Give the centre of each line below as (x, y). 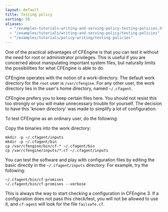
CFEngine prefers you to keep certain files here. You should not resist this (81, 98)
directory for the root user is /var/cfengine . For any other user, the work (80, 83)
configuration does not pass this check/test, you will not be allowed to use (82, 198)
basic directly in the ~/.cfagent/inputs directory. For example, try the (77, 165)
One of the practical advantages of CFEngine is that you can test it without (82, 52)
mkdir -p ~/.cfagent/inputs (34, 137)
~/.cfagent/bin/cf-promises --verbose (45, 184)
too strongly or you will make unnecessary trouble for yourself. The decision (84, 103)
